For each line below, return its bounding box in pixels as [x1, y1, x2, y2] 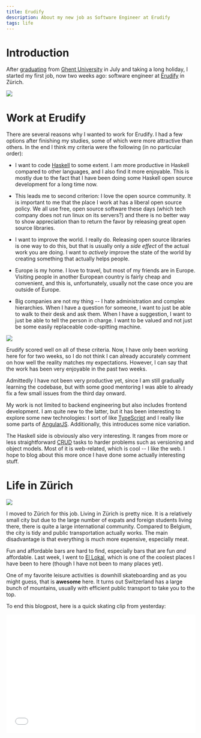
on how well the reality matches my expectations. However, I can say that [6, 359, 188, 366]
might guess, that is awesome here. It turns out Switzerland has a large [6, 578, 183, 585]
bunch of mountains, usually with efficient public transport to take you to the [6, 585, 195, 592]
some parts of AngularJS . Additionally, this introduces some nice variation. [6, 420, 191, 428]
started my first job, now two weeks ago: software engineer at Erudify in [6, 72, 185, 79]
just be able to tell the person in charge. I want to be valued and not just [14, 317, 193, 324]
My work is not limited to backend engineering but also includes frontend [6, 401, 187, 409]
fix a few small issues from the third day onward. [6, 390, 127, 397]
